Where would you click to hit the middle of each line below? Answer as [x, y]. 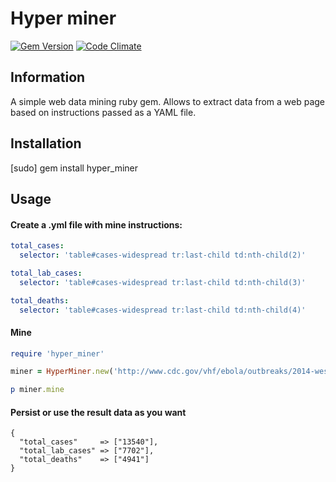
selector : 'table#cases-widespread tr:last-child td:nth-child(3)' [163, 282]
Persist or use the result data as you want [98, 412]
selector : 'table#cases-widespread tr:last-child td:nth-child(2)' [163, 255]
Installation [46, 143]
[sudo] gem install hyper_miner [74, 168]
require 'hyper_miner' [57, 353]
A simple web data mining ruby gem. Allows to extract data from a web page [168, 101]
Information [48, 77]
